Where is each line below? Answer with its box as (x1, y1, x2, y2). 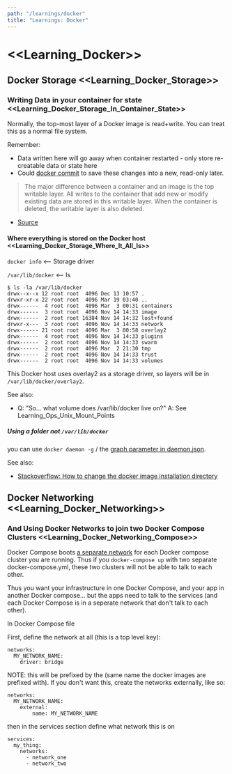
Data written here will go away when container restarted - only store (17, 154, 214, 162)
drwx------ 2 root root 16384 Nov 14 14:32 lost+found (7, 314, 173, 321)
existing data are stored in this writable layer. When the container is (24, 197, 218, 206)
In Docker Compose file (7, 619, 75, 628)
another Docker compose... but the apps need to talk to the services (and (7, 591, 218, 600)
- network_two (25, 760, 68, 767)
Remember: (7, 141, 40, 149)
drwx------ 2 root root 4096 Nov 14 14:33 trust (7, 351, 157, 358)
